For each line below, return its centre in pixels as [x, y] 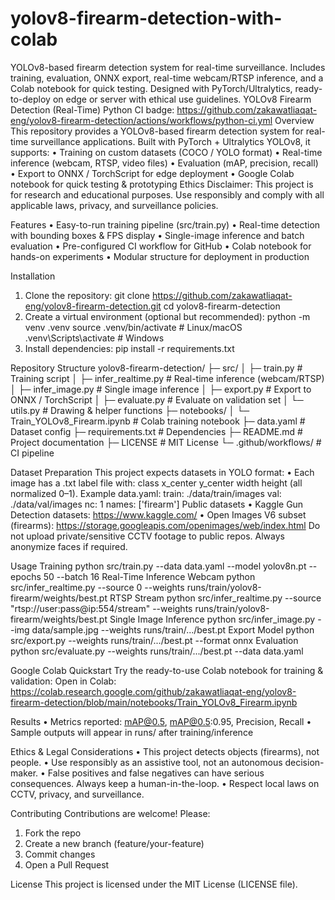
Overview [294, 120]
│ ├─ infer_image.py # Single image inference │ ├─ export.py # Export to [161, 389]
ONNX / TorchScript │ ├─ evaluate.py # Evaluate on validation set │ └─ [157, 399]
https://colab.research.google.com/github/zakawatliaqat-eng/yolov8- [153, 691]
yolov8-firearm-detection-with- [146, 18]
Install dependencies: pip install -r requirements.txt [129, 348]
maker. [24, 773]
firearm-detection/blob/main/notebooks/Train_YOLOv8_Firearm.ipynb [154, 702]
